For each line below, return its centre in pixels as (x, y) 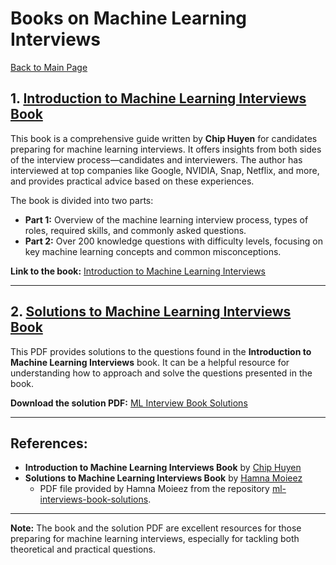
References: (49, 443)
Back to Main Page (49, 67)
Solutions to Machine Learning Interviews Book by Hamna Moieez (163, 478)
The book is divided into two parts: (82, 200)
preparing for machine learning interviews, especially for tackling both (155, 539)
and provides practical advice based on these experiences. (132, 181)
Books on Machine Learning (129, 18)
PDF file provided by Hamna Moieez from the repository (154, 489)
